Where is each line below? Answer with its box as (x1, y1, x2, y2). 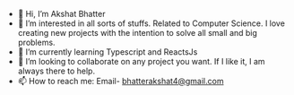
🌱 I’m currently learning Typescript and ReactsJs (17, 47, 198, 57)
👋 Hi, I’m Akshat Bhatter (17, 9, 106, 19)
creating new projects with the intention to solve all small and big (17, 28, 258, 38)
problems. (17, 37, 56, 47)
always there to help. (17, 65, 96, 76)
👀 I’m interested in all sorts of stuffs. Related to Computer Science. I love (17, 18, 285, 29)
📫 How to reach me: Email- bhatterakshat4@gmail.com (17, 76, 224, 86)
